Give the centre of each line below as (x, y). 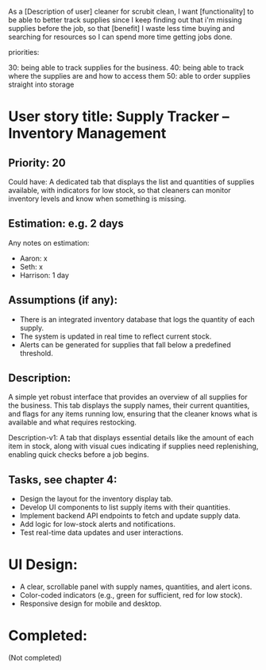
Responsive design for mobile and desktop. (91, 604)
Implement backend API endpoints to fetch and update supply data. (130, 516)
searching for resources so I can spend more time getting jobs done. (120, 37)
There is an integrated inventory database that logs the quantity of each (137, 319)
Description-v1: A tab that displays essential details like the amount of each (131, 438)
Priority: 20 (37, 163)
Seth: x (31, 266)
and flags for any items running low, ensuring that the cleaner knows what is (133, 414)
